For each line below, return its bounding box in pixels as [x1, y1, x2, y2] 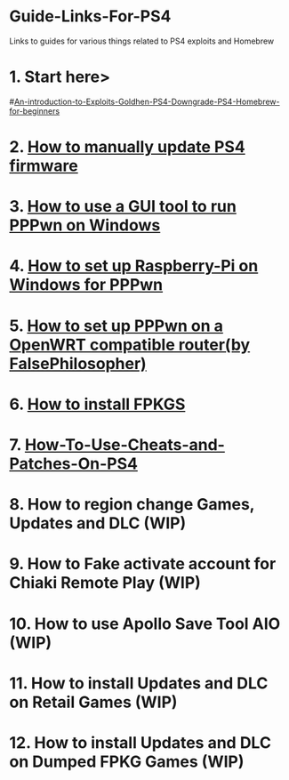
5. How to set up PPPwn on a [9, 316, 224, 335]
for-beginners [9, 105, 60, 117]
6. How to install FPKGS [9, 394, 186, 414]
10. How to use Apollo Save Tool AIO [9, 614, 281, 633]
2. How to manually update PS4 [9, 137, 246, 157]
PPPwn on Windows [9, 215, 161, 236]
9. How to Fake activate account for [9, 554, 277, 575]
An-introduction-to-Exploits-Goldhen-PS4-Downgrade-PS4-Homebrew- [13, 96, 280, 107]
